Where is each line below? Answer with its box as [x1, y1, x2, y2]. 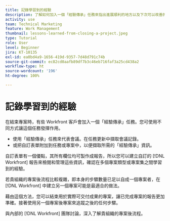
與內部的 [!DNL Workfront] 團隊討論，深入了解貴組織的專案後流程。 [5, 210, 146, 216]
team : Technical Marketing [5, 21, 62, 27]
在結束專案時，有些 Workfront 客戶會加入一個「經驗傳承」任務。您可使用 [5, 118, 157, 124]
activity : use [5, 17, 35, 22]
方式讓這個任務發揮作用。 [9, 125, 63, 131]
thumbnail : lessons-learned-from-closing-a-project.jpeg [5, 31, 128, 36]
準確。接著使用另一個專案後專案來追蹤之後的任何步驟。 [5, 199, 120, 205]
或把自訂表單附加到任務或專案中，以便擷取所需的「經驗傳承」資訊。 [12, 142, 155, 148]
